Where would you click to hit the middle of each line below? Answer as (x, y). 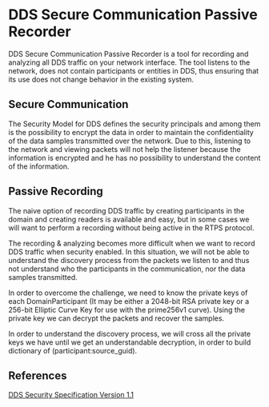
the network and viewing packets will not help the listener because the (125, 149)
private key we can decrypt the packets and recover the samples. (116, 318)
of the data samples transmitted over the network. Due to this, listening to (129, 141)
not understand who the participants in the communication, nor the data (127, 269)
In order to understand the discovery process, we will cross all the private (129, 333)
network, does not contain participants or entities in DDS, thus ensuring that (134, 70)
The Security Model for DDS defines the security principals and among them (134, 124)
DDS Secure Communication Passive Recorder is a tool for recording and (128, 54)
